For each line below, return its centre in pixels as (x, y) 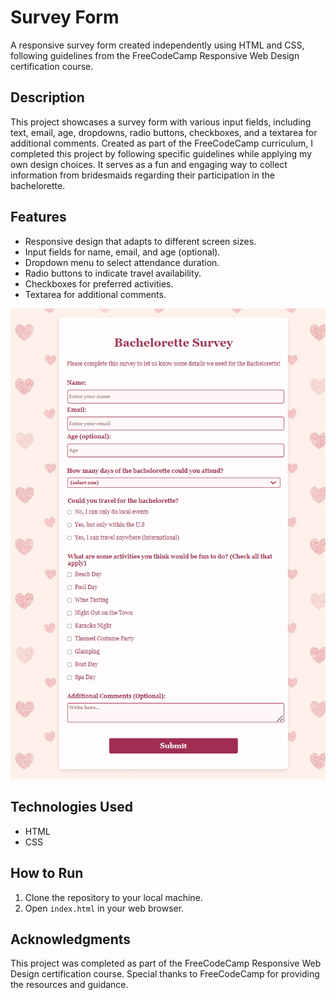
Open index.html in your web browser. (104, 908)
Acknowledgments (71, 939)
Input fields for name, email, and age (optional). (122, 252)
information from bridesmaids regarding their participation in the (142, 175)
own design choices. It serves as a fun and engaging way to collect (149, 164)
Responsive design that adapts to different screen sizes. (140, 241)
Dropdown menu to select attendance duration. (122, 262)
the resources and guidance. (69, 985)
